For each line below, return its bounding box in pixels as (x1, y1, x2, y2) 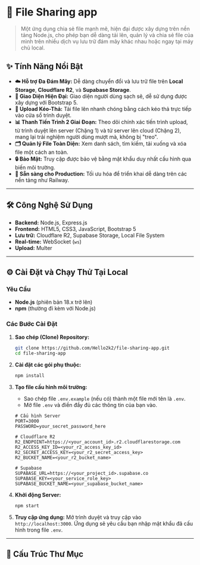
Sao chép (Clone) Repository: (14, 334, 90, 341)
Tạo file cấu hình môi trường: (14, 384, 87, 391)
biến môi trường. (14, 163, 55, 171)
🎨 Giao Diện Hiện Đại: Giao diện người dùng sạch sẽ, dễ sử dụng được (14, 92, 187, 100)
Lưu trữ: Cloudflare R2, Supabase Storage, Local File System (14, 231, 165, 239)
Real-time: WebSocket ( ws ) (14, 238, 82, 245)
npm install (14, 373, 45, 379)
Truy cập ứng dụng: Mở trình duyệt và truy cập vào (14, 514, 142, 521)
